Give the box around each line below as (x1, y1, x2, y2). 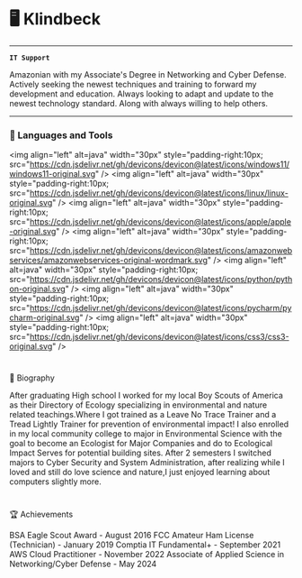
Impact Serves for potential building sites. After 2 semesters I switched (9, 447, 271, 458)
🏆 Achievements (9, 509, 74, 519)
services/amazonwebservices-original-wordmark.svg (9, 255, 209, 266)
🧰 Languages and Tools (9, 129, 113, 142)
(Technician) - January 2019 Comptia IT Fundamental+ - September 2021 (9, 539, 281, 550)
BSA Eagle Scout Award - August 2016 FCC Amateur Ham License (9, 529, 254, 540)
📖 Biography (9, 372, 56, 383)
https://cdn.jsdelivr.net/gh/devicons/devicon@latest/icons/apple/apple (30, 216, 292, 227)
